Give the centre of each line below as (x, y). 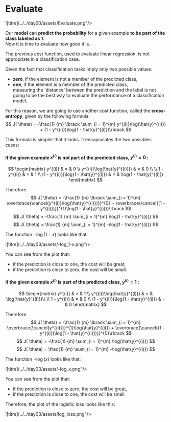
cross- (158, 110)
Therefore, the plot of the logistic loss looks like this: (60, 404)
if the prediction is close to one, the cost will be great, (69, 264)
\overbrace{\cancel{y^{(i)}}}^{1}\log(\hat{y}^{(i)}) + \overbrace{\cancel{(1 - (86, 327)
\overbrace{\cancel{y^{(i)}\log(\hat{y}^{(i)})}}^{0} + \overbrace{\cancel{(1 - (86, 203)
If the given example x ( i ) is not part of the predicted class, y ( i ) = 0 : (77, 157)
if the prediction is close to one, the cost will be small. (69, 394)
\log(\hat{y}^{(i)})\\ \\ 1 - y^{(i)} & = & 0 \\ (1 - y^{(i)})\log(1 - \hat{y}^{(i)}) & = (86, 299)
